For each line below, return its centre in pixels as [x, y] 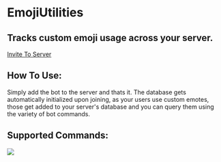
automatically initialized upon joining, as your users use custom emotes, [108, 99]
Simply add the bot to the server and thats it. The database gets [97, 92]
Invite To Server [29, 54]
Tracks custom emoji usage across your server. [110, 38]
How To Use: [34, 76]
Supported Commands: [58, 136]
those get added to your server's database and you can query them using [111, 107]
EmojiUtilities [45, 13]
